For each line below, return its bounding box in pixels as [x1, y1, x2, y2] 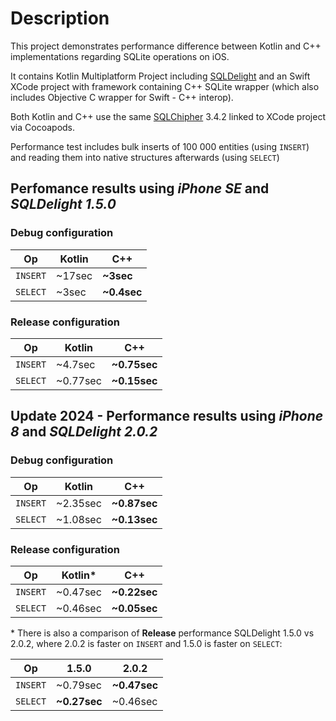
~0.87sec [111, 496, 158, 510]
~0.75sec [111, 357, 158, 371]
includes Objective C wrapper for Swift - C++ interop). [10, 91, 234, 103]
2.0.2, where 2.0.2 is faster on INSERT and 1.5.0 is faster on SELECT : [10, 637, 283, 649]
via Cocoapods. [10, 121, 76, 133]
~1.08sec [56, 512, 102, 526]
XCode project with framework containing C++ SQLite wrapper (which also [10, 80, 320, 92]
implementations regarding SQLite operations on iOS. [10, 50, 230, 62]
